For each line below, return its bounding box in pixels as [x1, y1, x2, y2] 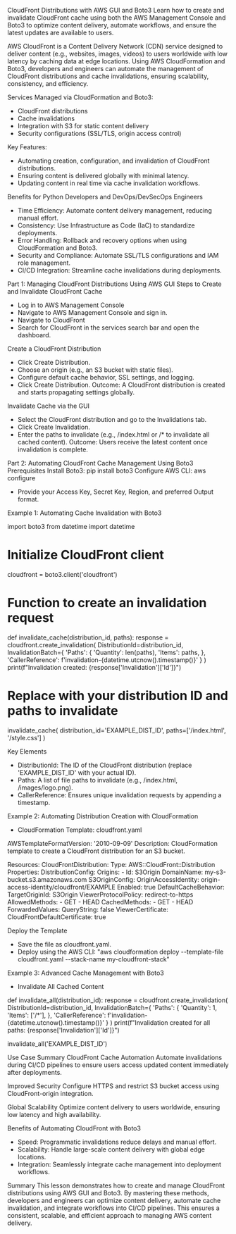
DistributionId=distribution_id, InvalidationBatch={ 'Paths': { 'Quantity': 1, [7, 1003, 217, 1011]
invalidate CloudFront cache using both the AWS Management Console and [7, 13, 226, 22]
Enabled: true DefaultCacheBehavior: [117, 883, 225, 891]
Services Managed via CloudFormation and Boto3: [7, 93, 154, 101]
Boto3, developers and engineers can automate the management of [7, 65, 204, 73]
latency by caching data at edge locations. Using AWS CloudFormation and [7, 57, 225, 66]
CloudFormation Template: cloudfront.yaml [17, 825, 142, 834]
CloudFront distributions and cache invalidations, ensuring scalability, [7, 72, 209, 80]
